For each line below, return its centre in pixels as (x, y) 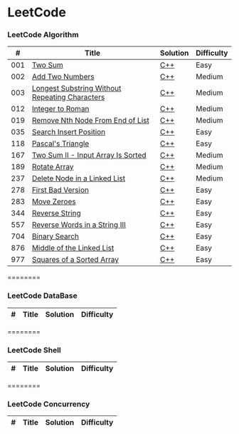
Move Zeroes (54, 202)
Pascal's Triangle (60, 143)
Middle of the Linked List (73, 248)
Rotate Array (53, 167)
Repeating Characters (68, 97)
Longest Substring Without (76, 89)
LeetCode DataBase (42, 296)
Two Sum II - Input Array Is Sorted (89, 156)
